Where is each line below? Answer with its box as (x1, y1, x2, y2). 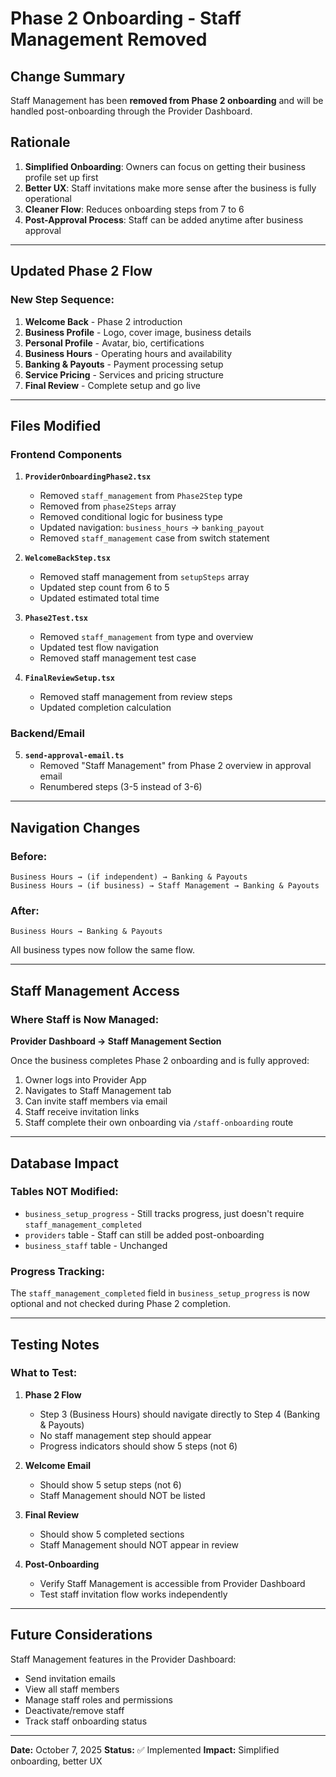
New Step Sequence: (10, 293, 115, 307)
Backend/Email (10, 727, 85, 741)
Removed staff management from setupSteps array (39, 571, 250, 583)
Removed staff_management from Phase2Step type (39, 490, 243, 502)
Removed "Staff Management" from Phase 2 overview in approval (39, 760, 312, 772)
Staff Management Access (10, 982, 180, 999)
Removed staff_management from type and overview (39, 631, 254, 643)
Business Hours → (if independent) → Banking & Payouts (10, 872, 248, 882)
